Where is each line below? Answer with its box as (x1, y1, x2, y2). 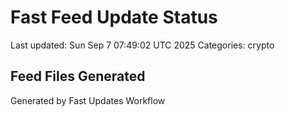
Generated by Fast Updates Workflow (10, 94, 166, 106)
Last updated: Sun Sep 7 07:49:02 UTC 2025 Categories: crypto (10, 39, 275, 51)
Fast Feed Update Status (10, 6, 218, 29)
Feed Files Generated (10, 68, 146, 85)
